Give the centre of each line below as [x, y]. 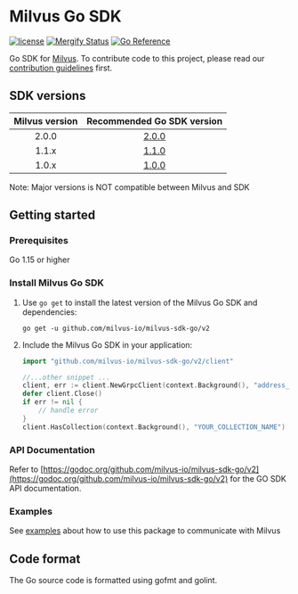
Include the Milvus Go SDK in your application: [107, 344]
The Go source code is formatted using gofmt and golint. [113, 581]
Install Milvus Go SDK [57, 283]
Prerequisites [39, 241]
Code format [45, 559]
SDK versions [48, 96]
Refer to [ [26, 469]
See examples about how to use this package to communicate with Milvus [145, 531]
